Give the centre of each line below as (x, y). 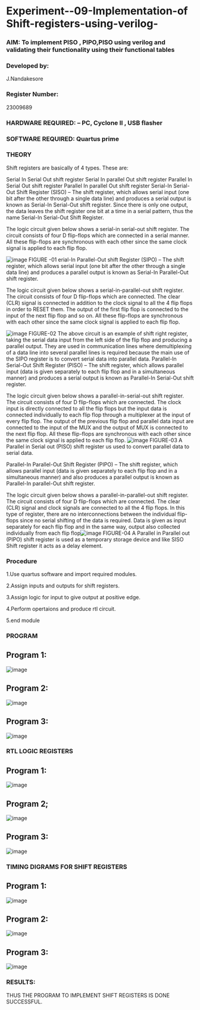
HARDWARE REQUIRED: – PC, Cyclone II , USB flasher (84, 122)
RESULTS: (21, 982)
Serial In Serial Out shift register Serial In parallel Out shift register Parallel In (99, 179)
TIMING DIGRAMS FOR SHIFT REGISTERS (67, 867)
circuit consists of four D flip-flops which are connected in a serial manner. (98, 235)
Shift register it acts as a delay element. (54, 546)
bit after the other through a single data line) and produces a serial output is (99, 198)
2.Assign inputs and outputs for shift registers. (63, 586)
